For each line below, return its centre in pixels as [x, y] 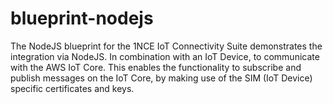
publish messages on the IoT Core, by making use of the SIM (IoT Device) [161, 78]
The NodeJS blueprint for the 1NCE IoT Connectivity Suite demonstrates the [166, 46]
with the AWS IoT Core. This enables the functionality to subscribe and [156, 67]
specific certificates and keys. [72, 88]
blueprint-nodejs [82, 18]
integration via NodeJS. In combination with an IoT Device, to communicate [165, 56]
